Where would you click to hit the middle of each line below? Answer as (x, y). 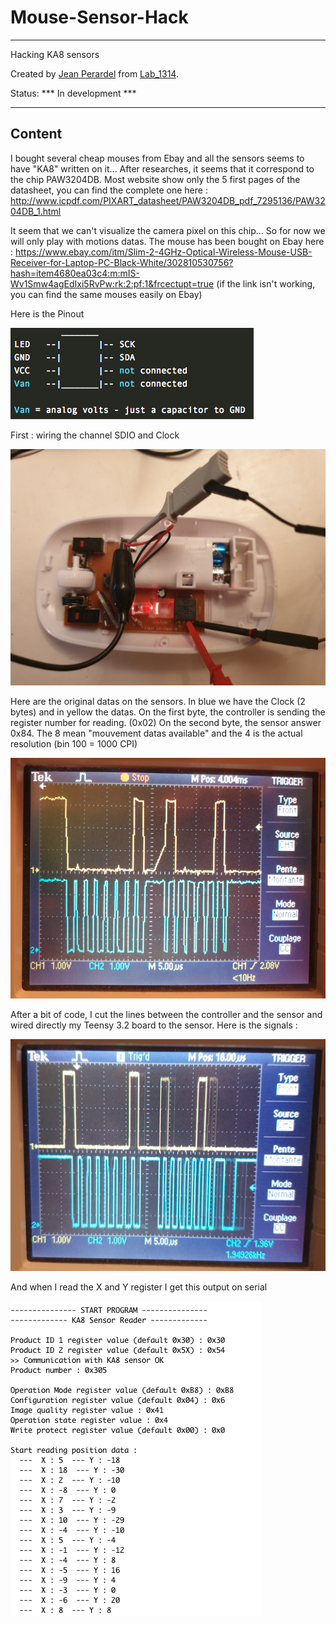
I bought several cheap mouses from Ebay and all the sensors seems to (157, 158)
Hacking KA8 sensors (55, 54)
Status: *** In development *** (73, 93)
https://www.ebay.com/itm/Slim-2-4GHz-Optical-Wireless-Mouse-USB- (163, 252)
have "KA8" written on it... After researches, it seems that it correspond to (162, 168)
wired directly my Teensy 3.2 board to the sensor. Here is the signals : (154, 1025)
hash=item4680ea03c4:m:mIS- (75, 273)
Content (36, 134)
